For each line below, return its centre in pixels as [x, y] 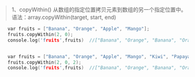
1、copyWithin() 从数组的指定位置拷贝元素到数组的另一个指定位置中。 [99, 9]
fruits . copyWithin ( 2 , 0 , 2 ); [44, 62]
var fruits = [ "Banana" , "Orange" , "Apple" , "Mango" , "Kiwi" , [88, 57]
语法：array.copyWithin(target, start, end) [64, 17]
